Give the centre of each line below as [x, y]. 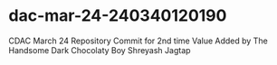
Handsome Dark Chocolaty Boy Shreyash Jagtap [100, 50]
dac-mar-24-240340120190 [118, 16]
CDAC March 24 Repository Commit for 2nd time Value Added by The [138, 41]
